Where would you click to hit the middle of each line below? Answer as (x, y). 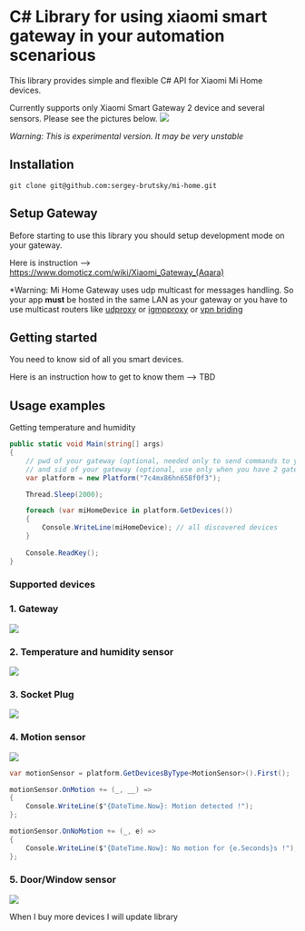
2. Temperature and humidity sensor (92, 651)
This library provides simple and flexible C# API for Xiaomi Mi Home (136, 80)
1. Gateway (34, 609)
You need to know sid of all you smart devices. (97, 360)
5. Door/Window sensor (63, 880)
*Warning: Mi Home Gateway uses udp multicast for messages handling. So (152, 290)
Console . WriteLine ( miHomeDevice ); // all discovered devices (160, 528)
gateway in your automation (117, 36)
